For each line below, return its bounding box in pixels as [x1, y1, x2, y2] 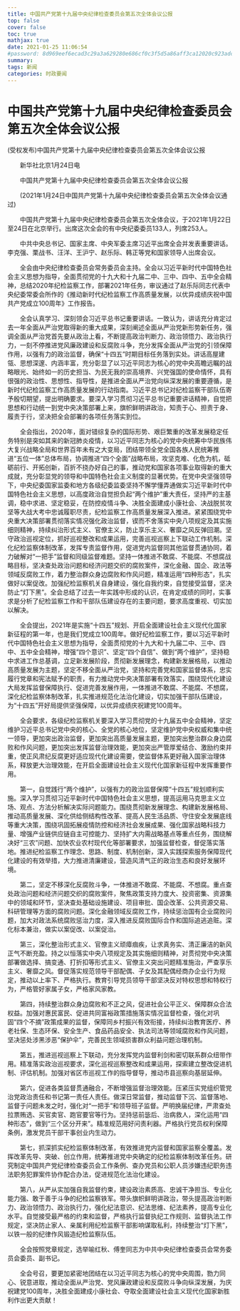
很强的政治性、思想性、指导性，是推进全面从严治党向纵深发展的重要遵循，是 [7, 377, 232, 385]
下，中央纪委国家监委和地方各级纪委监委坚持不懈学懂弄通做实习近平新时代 [7, 481, 226, 489]
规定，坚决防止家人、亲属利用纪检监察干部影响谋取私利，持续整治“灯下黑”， [7, 1221, 231, 1230]
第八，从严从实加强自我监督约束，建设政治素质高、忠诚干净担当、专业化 [19, 1185, 232, 1194]
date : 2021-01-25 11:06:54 [7, 44, 88, 51]
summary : [7, 57, 33, 64]
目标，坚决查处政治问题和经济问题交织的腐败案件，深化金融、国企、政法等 [13, 561, 232, 570]
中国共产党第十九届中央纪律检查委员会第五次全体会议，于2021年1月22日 [19, 215, 231, 224]
